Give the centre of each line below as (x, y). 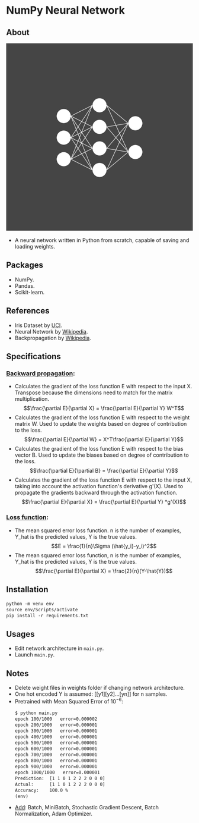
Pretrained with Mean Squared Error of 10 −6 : (69, 701)
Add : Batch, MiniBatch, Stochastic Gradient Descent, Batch (86, 807)
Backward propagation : (41, 373)
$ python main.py (36, 713)
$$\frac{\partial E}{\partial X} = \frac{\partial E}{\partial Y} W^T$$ (104, 409)
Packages (25, 265)
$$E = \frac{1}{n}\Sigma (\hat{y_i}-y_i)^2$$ (104, 546)
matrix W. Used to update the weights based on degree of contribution (101, 424)
